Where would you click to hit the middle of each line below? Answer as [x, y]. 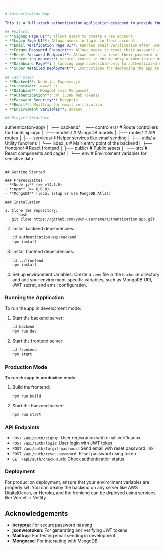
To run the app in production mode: [41, 378]
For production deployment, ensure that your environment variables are [77, 482]
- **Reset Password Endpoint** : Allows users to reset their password [79, 55]
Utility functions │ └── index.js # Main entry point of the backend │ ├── [79, 143]
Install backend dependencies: [43, 229]
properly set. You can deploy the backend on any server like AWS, [72, 488]
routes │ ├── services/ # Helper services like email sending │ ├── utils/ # [81, 138]
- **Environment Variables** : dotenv [44, 109]
